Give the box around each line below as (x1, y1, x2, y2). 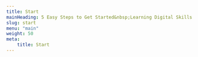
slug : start (6, 20, 36, 26)
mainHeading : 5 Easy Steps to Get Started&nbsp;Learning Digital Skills (6, 14, 193, 20)
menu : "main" (6, 25, 39, 31)
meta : (6, 36, 20, 42)
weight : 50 (6, 31, 34, 37)
